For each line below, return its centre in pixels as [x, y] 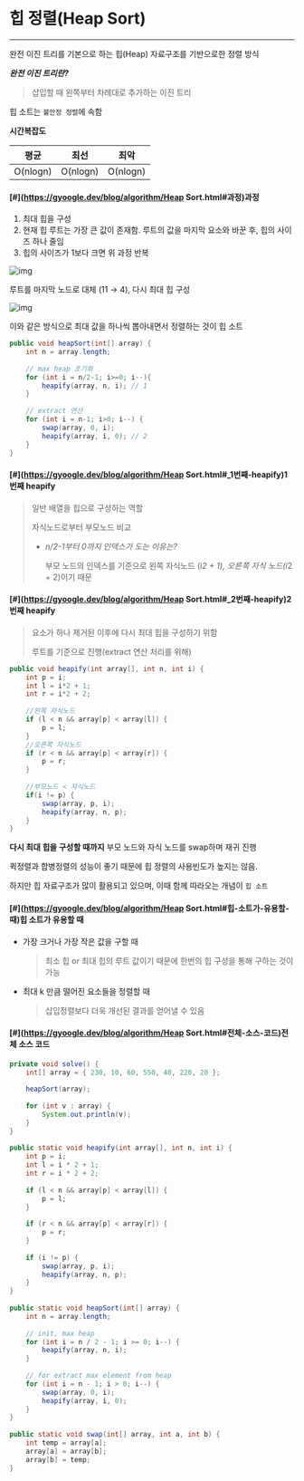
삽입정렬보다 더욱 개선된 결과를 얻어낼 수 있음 [125, 1010]
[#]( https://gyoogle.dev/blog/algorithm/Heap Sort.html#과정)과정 [134, 197]
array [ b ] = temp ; [58, 1459]
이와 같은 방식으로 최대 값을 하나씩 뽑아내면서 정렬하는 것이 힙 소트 [126, 326]
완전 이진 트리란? [39, 72]
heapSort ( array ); [58, 1089]
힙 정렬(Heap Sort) [78, 19]
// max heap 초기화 [59, 369]
